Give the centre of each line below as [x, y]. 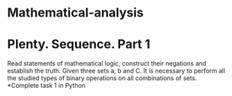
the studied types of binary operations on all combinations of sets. [102, 78]
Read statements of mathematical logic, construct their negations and [107, 64]
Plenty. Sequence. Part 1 [79, 45]
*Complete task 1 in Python [46, 86]
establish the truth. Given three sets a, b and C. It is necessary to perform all [116, 71]
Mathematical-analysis [75, 13]
